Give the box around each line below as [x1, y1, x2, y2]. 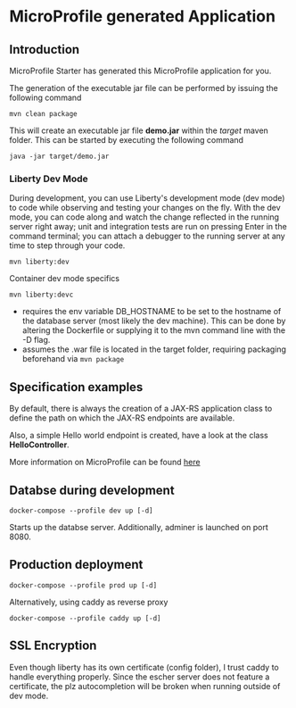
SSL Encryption [9, 638, 97, 654]
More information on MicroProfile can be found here [9, 457, 201, 468]
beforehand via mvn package [21, 354, 125, 364]
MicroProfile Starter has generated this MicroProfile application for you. [9, 65, 272, 76]
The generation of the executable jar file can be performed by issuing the [9, 83, 278, 93]
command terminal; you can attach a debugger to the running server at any [9, 230, 285, 242]
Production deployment [9, 557, 144, 572]
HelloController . [9, 439, 70, 450]
